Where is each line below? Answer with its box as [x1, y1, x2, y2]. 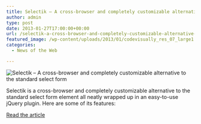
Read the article [6, 111, 45, 118]
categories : [6, 42, 36, 48]
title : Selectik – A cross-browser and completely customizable [6, 8, 170, 15]
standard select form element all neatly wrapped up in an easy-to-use [6, 93, 178, 100]
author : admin [6, 14, 42, 20]
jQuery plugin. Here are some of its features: [6, 100, 116, 107]
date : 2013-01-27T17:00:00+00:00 [6, 25, 90, 32]
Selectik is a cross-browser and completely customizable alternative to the [6, 87, 190, 94]
